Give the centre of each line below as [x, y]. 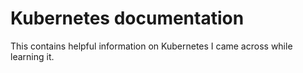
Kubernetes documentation [127, 18]
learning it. [32, 56]
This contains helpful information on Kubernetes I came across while [151, 46]
